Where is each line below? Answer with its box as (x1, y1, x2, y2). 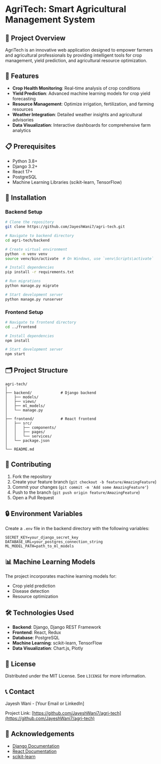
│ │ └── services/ (5, 434, 52, 439)
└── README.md (5, 447, 35, 452)
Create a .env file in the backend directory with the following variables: (5, 525, 150, 531)
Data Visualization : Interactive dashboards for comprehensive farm (12, 122, 151, 128)
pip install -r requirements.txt (5, 270, 74, 275)
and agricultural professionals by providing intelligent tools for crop (5, 52, 142, 58)
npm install (5, 338, 30, 343)
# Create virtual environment (5, 247, 68, 252)
